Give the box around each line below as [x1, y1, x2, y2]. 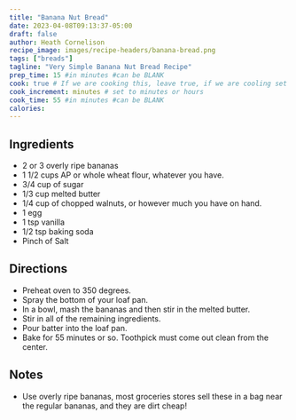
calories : [9, 104, 46, 113]
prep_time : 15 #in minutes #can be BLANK [9, 71, 165, 80]
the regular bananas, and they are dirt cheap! [21, 400, 188, 411]
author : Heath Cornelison [9, 37, 105, 47]
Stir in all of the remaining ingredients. [21, 313, 161, 324]
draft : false [9, 29, 58, 38]
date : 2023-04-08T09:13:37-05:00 [9, 21, 133, 30]
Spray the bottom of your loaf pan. [21, 294, 149, 305]
